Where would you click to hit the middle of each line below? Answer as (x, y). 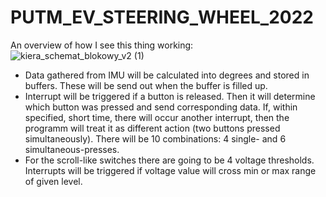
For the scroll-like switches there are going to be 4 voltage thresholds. (169, 160)
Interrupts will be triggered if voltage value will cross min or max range (170, 170)
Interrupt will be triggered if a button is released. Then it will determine (170, 96)
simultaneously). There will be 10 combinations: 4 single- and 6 (155, 138)
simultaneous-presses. (72, 149)
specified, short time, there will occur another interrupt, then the (157, 117)
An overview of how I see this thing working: (102, 45)
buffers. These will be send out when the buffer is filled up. (146, 85)
